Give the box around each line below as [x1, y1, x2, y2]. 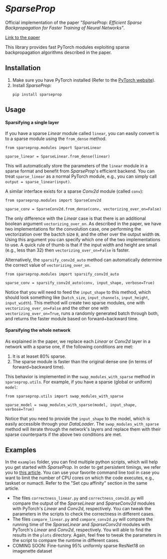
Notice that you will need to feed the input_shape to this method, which [5, 289, 151, 295]
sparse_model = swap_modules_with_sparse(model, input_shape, [5, 402, 137, 408]
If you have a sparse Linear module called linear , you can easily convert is [5, 131, 160, 137]
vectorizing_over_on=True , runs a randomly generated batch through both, [5, 310, 159, 316]
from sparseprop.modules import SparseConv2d [5, 198, 101, 203]
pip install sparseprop [12, 92, 62, 97]
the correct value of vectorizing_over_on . [5, 262, 91, 268]
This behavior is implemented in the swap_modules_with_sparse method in [5, 373, 156, 379]
